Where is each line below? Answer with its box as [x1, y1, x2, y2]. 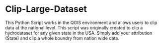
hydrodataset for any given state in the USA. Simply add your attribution [5, 30, 153, 36]
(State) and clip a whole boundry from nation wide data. [5, 35, 120, 41]
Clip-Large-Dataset [5, 3, 87, 15]
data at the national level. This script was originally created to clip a [5, 24, 143, 30]
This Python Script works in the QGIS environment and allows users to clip [5, 20, 158, 25]
